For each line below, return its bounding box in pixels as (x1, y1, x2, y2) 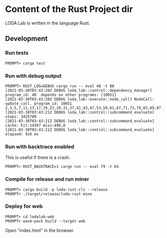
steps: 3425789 (5, 114, 37, 119)
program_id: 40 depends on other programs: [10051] (5, 92, 117, 97)
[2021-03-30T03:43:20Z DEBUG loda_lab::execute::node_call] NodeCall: (5, 96, 155, 102)
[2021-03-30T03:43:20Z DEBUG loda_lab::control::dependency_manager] (5, 88, 153, 93)
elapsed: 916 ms (5, 131, 39, 137)
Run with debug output (5, 72, 62, 79)
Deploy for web (5, 203, 43, 210)
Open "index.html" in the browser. (5, 227, 75, 233)
